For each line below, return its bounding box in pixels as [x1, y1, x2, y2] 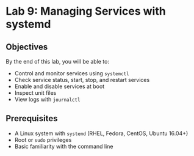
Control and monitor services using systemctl [14, 70, 129, 77]
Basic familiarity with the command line [14, 143, 113, 150]
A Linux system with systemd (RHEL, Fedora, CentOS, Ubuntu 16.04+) [14, 130, 189, 137]
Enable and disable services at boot [14, 83, 105, 90]
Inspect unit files [14, 89, 57, 96]
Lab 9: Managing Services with [5, 4, 166, 18]
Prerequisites [5, 113, 58, 124]
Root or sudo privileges [14, 136, 72, 143]
